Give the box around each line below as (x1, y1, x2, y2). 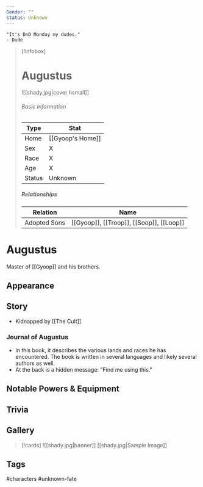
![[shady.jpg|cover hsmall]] (21, 89, 90, 96)
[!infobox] (21, 47, 46, 55)
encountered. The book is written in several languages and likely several (15, 353, 197, 361)
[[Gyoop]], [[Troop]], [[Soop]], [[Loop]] (71, 218, 185, 226)
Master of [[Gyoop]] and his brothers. (6, 263, 101, 270)
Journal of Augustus (6, 333, 69, 341)
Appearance (6, 280, 55, 290)
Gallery (6, 425, 35, 436)
